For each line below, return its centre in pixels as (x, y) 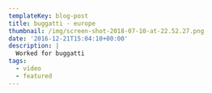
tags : (17, 61)
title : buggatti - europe (52, 23)
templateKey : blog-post (49, 16)
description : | (34, 46)
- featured (34, 76)
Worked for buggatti (50, 53)
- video (29, 69)
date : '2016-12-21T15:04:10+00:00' (68, 38)
